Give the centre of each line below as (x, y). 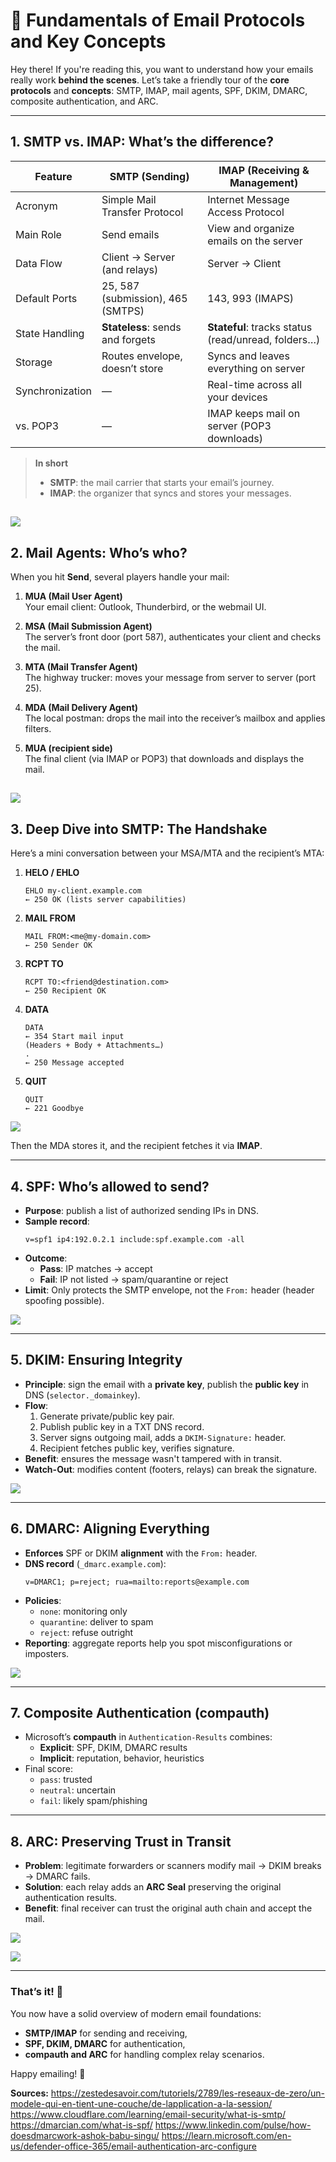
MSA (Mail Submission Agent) (88, 626)
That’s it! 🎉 (37, 1992)
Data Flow (39, 263)
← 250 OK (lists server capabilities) (105, 900)
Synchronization (53, 391)
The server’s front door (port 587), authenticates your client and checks (173, 636)
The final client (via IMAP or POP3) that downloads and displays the (164, 758)
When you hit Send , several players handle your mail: (120, 576)
